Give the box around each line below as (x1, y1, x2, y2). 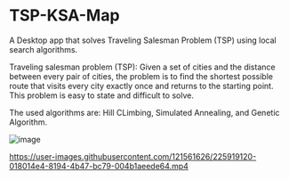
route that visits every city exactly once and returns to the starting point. (9, 80, 274, 91)
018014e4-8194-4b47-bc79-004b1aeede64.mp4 (9, 160, 189, 171)
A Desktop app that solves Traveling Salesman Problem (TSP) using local (9, 35, 277, 45)
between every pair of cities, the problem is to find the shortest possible (9, 70, 274, 81)
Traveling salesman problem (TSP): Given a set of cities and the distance (9, 61, 276, 72)
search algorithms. (9, 44, 78, 54)
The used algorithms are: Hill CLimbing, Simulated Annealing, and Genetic (9, 107, 280, 118)
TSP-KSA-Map (9, 5, 120, 26)
